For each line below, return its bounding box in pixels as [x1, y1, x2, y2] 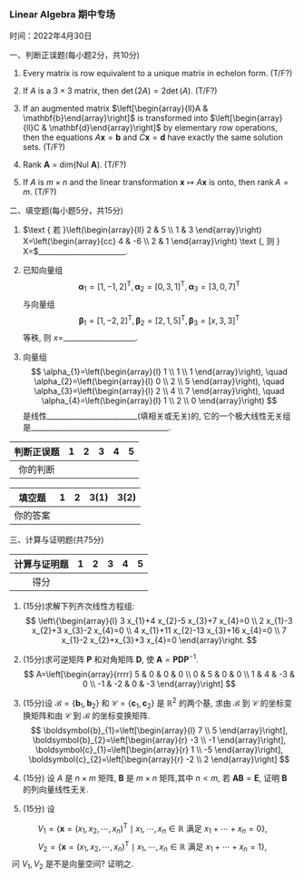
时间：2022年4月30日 [9, 30, 93, 42]
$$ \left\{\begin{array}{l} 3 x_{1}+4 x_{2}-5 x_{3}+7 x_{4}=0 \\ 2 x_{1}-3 [25, 616, 293, 627]
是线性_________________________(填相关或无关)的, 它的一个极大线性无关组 [22, 410, 291, 421]
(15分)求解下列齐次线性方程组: [22, 601, 135, 612]
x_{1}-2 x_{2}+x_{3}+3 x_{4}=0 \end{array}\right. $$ [61, 635, 258, 646]
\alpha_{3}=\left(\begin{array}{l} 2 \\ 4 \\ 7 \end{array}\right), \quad [34, 386, 285, 397]
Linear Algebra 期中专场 [9, 7, 116, 20]
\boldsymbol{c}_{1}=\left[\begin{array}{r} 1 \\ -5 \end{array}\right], [34, 745, 284, 756]
